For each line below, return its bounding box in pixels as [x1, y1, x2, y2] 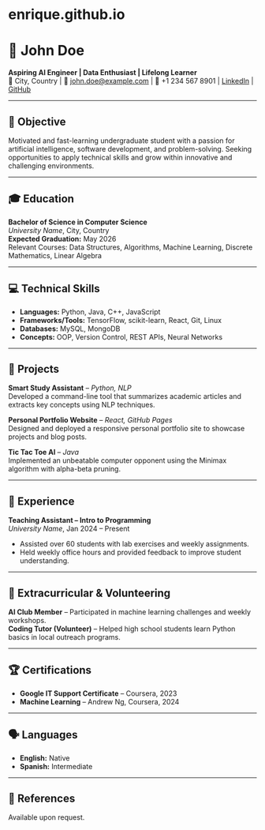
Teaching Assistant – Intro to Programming [8, 516, 151, 525]
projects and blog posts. [8, 432, 88, 441]
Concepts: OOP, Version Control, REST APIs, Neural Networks [19, 332, 223, 341]
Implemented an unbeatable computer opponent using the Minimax [8, 456, 227, 465]
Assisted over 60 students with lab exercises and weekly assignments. [19, 539, 250, 549]
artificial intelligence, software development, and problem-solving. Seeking [8, 144, 252, 153]
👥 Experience [8, 494, 75, 508]
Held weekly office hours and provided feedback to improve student [19, 547, 242, 558]
